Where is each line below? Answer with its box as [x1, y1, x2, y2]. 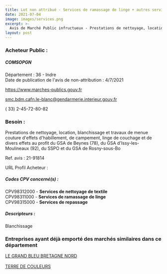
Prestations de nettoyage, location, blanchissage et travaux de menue [5, 130, 148, 136]
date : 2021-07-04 [5, 12, 41, 17]
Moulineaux [5, 145, 29, 152]
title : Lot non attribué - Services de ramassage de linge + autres [5, 7, 150, 12]
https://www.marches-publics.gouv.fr [5, 87, 82, 92]
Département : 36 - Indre [5, 72, 56, 78]
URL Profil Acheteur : [5, 165, 48, 171]
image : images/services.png [5, 16, 64, 21]
